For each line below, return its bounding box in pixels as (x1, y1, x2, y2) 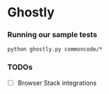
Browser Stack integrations (17, 78, 97, 87)
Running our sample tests (7, 30, 98, 40)
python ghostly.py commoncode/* (7, 46, 103, 53)
